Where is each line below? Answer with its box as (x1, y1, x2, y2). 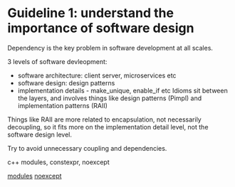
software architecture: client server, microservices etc (17, 71, 177, 80)
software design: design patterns (17, 78, 115, 87)
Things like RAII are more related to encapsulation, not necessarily (7, 115, 202, 124)
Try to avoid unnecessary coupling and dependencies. (7, 144, 167, 152)
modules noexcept (7, 171, 62, 180)
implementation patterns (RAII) (17, 101, 108, 109)
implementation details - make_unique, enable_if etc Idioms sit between (17, 86, 228, 95)
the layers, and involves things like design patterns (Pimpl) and (17, 94, 202, 102)
